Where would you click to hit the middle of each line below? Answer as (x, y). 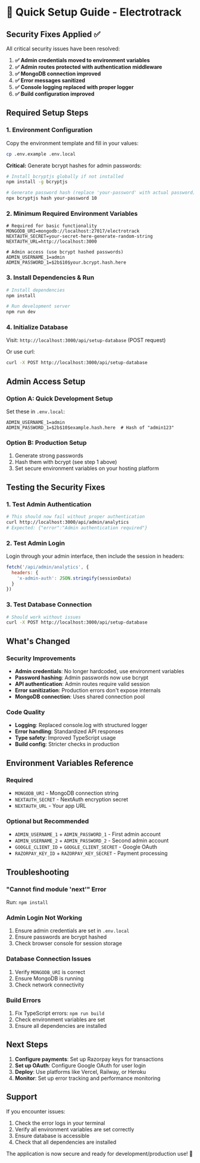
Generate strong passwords (49, 456)
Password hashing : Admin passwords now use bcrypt (82, 677)
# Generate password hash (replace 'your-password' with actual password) (101, 193)
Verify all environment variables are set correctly (74, 1129)
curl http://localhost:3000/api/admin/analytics (68, 522)
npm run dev (21, 312)
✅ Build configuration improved (54, 94)
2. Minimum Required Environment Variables (72, 213)
